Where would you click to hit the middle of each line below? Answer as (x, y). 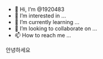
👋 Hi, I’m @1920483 (39, 9)
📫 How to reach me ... (43, 35)
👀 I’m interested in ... (40, 16)
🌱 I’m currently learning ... (47, 22)
